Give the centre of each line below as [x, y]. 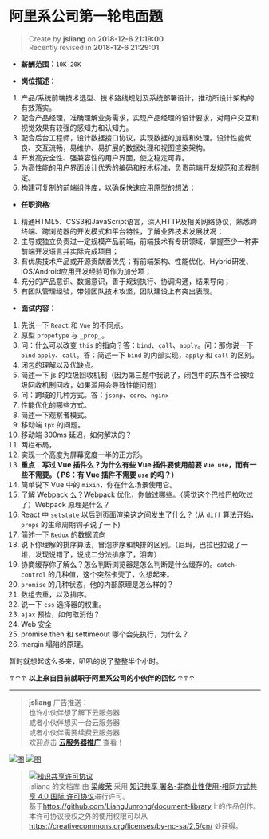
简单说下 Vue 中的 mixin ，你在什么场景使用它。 [99, 484]
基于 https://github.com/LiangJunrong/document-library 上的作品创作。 [144, 806]
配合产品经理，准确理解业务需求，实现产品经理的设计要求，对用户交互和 [139, 117]
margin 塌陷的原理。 [54, 644]
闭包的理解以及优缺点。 [59, 364]
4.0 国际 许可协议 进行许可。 [84, 796]
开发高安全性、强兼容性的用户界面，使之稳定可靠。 [105, 157]
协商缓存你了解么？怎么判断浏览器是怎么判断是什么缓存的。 [119, 564]
